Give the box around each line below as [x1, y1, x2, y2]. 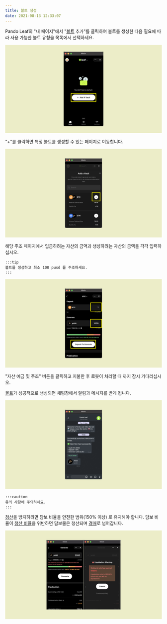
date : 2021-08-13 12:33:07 [5, 13, 61, 18]
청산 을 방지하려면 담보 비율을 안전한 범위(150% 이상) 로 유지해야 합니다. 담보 [5, 514, 154, 520]
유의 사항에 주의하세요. [5, 500, 46, 505]
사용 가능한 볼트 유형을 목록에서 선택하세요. [10, 34, 94, 40]
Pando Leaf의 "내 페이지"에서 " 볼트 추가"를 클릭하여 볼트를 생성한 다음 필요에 [5, 28, 156, 34]
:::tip [5, 260, 19, 265]
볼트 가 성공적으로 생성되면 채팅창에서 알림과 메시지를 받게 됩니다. [5, 390, 132, 396]
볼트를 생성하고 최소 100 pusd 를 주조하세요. [5, 265, 88, 270]
